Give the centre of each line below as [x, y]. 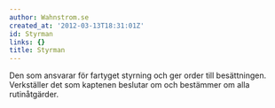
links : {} [27, 42]
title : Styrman [37, 50]
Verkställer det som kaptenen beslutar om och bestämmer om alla [130, 85]
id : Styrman [31, 34]
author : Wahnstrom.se [49, 17]
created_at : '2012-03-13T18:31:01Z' [77, 26]
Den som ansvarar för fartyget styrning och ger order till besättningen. [138, 75]
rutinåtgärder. [34, 95]
